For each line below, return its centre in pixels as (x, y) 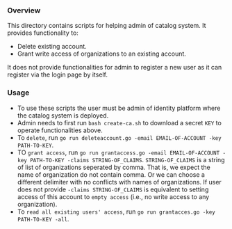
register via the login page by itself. (57, 74)
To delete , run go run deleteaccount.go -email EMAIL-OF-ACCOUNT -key (119, 137)
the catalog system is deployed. (63, 115)
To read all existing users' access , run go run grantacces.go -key (116, 212)
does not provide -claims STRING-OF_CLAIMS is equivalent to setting (113, 189)
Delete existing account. (52, 47)
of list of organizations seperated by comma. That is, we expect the (114, 167)
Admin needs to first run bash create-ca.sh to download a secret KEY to (119, 123)
